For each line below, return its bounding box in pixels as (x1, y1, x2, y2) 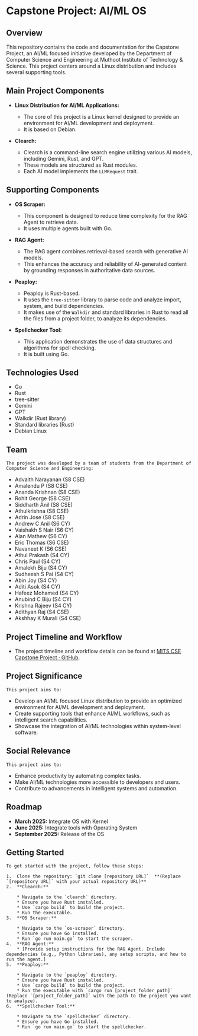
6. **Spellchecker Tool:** (6, 1003, 76, 1009)
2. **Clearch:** (6, 884, 49, 890)
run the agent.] (6, 956, 46, 962)
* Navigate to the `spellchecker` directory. (17, 1013, 131, 1020)
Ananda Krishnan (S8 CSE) (14, 488, 80, 496)
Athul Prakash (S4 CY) (14, 552, 70, 559)
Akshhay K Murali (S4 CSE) (14, 615, 82, 622)
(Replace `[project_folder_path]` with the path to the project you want (6, 993, 192, 999)
